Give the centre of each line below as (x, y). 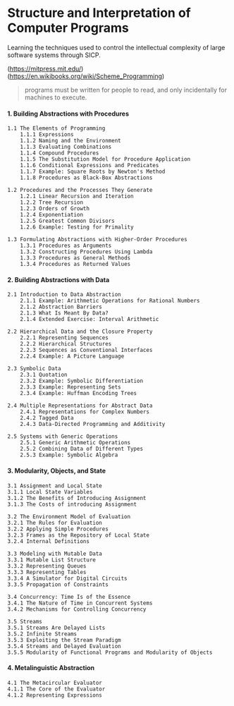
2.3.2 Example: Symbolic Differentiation (81, 381)
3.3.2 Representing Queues (47, 566)
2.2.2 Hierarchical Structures (66, 344)
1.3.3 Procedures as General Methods (75, 258)
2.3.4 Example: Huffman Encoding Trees (79, 394)
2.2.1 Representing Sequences (64, 338)
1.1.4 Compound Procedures (60, 153)
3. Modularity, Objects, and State (57, 470)
